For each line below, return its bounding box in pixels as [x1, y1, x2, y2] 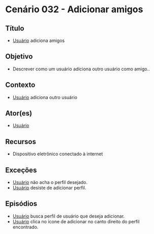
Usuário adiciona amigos [12, 37, 65, 43]
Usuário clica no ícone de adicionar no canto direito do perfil [12, 218, 140, 224]
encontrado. [12, 224, 39, 230]
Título [5, 24, 24, 33]
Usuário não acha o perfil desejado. [12, 179, 88, 185]
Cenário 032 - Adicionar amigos [5, 4, 143, 15]
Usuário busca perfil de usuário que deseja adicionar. [12, 213, 125, 219]
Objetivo [5, 52, 33, 61]
